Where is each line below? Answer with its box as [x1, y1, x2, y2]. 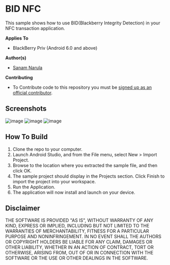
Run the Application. [12, 184, 55, 190]
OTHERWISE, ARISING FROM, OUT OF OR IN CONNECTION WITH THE [5, 250, 154, 256]
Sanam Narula [12, 64, 43, 71]
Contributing [5, 74, 33, 80]
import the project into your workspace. [12, 178, 96, 184]
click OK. [12, 168, 32, 174]
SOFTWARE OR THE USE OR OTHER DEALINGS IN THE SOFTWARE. [5, 255, 148, 261]
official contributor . [12, 89, 53, 95]
